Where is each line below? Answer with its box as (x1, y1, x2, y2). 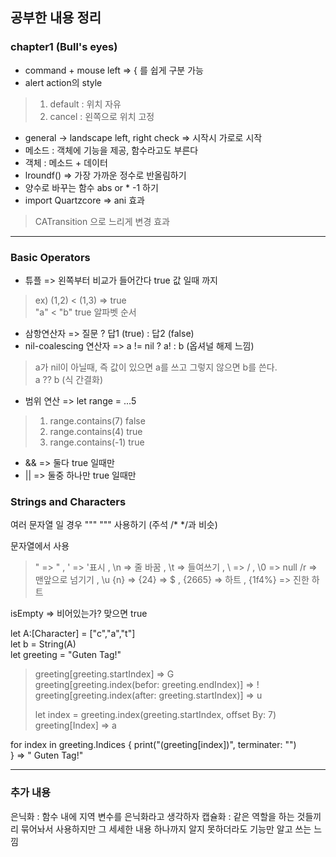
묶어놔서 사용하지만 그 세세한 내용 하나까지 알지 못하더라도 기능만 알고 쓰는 (20, 823, 312, 835)
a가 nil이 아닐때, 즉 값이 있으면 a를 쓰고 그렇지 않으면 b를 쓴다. (34, 361, 278, 373)
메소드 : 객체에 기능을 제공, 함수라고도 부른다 (24, 144, 199, 156)
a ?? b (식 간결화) (34, 373, 104, 385)
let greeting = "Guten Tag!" (10, 649, 122, 661)
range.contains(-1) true (49, 436, 145, 448)
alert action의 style (24, 76, 103, 88)
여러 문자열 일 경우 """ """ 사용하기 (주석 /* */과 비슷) (10, 519, 218, 531)
